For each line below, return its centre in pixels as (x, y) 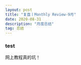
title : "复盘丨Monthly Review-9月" (41, 14)
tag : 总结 (14, 28)
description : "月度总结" (29, 24)
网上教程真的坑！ (23, 57)
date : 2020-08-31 (23, 19)
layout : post (19, 10)
